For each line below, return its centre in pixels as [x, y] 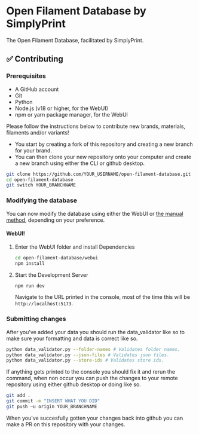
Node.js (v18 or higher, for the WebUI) [62, 108]
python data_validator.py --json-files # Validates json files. [88, 355]
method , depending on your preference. [56, 220]
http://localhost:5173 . [44, 304]
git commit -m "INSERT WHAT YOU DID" [53, 401]
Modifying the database [42, 200]
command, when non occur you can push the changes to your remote [92, 378]
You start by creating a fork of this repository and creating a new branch [104, 144]
